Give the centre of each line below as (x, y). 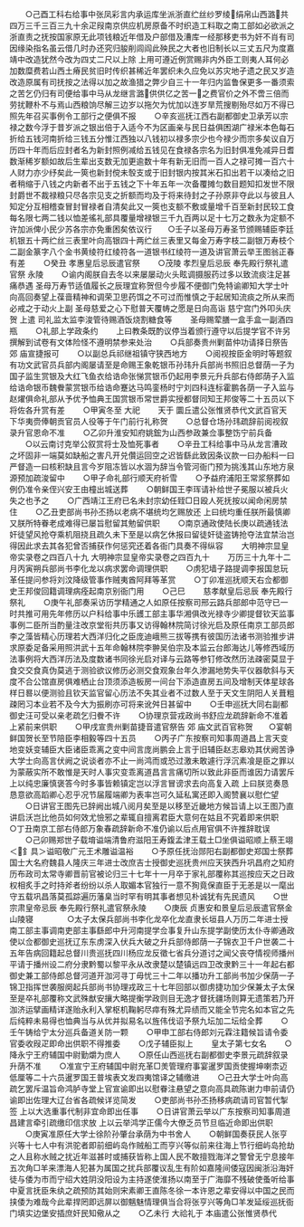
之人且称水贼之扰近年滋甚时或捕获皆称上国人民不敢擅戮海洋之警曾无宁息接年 (152, 1156)
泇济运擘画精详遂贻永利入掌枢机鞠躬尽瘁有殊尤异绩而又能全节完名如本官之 (148, 1009)
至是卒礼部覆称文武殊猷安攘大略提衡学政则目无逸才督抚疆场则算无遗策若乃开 (152, 998)
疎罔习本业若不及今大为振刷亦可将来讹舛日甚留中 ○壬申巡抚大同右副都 (149, 704)
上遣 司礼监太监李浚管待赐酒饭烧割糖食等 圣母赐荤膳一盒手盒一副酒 (152, 319)
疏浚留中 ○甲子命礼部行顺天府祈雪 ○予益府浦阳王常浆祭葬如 (161, 478)
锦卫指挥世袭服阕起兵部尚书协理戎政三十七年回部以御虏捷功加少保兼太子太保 (152, 987)
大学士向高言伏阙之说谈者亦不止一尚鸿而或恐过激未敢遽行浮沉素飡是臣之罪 (148, 761)
